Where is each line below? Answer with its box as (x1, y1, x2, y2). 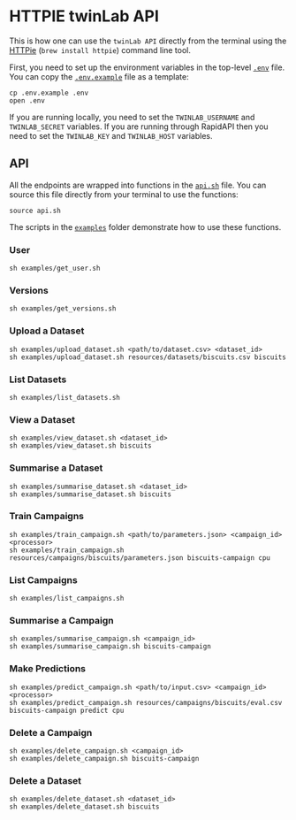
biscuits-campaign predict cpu (9, 706, 125, 715)
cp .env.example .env (9, 88, 89, 97)
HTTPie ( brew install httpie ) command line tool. (9, 44, 192, 55)
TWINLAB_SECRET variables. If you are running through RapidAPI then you (9, 121, 269, 132)
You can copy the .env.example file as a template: (9, 71, 189, 81)
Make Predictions (9, 663, 87, 675)
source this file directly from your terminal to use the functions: (9, 188, 239, 200)
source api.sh (9, 206, 62, 215)
